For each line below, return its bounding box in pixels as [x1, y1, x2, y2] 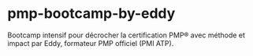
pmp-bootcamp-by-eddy [7, 5, 176, 23]
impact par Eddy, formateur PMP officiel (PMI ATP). [7, 38, 174, 47]
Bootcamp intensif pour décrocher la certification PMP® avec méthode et [7, 30, 246, 40]
